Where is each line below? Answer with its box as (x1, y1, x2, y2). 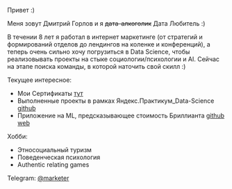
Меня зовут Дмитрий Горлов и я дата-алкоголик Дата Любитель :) (7, 19, 206, 27)
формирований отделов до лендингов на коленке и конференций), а (7, 40, 210, 48)
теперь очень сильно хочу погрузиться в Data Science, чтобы (7, 48, 190, 56)
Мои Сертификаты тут (17, 90, 83, 97)
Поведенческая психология (17, 153, 101, 161)
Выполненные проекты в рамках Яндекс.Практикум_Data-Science (17, 97, 215, 105)
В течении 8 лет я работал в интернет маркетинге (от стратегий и (7, 33, 203, 41)
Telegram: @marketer (7, 174, 69, 182)
